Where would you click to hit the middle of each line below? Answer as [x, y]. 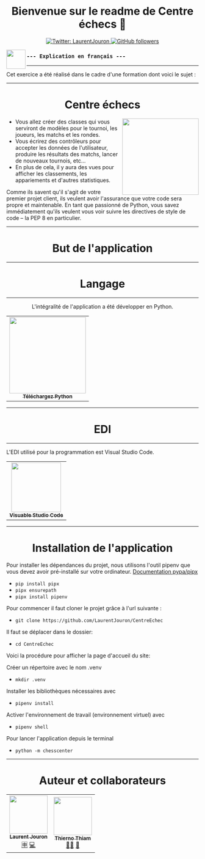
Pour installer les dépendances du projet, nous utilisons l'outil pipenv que [98, 565]
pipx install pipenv [41, 597]
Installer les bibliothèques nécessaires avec [61, 691]
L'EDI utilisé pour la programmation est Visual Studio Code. [80, 452]
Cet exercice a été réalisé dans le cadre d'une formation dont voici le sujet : [101, 75]
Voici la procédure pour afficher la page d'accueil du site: [78, 656]
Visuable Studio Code [36, 515]
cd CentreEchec [34, 644]
